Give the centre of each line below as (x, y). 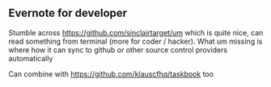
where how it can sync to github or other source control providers (118, 50)
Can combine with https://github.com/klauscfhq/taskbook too (111, 74)
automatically (31, 58)
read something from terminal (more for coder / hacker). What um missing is (135, 41)
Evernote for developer (68, 13)
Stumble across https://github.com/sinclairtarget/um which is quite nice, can (136, 32)
